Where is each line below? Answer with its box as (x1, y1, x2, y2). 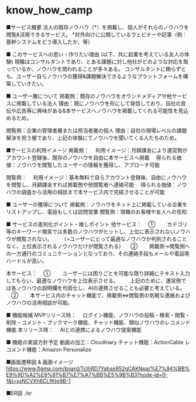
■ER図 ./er (6, 389, 32, 396)
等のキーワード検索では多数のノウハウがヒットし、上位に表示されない (6, 228, 176, 235)
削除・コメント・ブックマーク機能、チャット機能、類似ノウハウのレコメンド (6, 319, 191, 326)
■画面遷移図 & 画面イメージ (6, 358, 74, 365)
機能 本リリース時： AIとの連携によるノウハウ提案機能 (6, 326, 142, 333)
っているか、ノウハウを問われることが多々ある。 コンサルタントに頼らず (6, 65, 181, 72)
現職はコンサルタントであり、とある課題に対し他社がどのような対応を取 (14, 58, 189, 65)
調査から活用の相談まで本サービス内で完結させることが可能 (21, 188, 165, 195)
